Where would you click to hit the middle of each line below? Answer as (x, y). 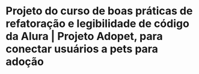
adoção (25, 62)
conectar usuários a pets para (82, 49)
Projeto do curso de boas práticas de (99, 11)
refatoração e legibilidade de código (98, 24)
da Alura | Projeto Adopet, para (84, 36)
